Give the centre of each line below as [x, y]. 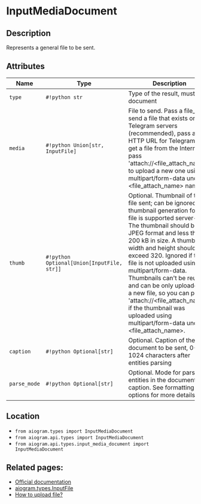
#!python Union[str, [75, 145]
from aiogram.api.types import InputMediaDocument [79, 437]
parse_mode [25, 383]
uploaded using [150, 315]
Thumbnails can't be [157, 278]
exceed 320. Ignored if [160, 255]
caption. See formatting [161, 387]
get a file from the [153, 148]
